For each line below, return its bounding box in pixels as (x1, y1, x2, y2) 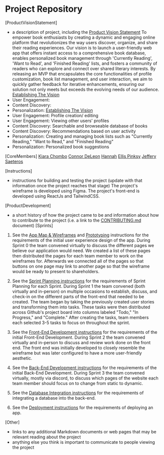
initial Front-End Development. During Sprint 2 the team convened (12, 334, 145, 340)
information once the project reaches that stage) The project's (12, 182, 138, 188)
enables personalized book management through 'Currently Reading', (12, 55, 153, 61)
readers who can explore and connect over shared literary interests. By (12, 65, 156, 72)
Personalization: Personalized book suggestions (12, 144, 109, 150)
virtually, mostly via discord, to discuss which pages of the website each (12, 375, 159, 381)
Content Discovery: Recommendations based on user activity (12, 128, 136, 134)
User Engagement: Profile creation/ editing (12, 112, 99, 118)
